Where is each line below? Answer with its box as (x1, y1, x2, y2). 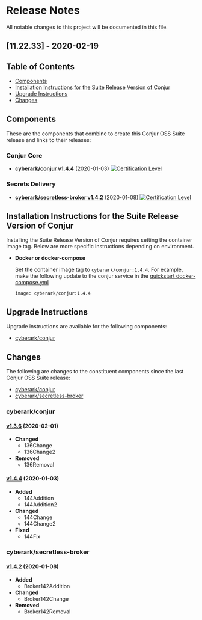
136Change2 (23, 449, 56, 456)
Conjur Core (6, 151, 43, 159)
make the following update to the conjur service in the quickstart (14, 272, 176, 280)
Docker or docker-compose (14, 254, 86, 262)
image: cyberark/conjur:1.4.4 (14, 290, 91, 296)
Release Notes (6, 4, 80, 17)
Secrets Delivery (6, 180, 56, 188)
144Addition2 (23, 501, 57, 508)
